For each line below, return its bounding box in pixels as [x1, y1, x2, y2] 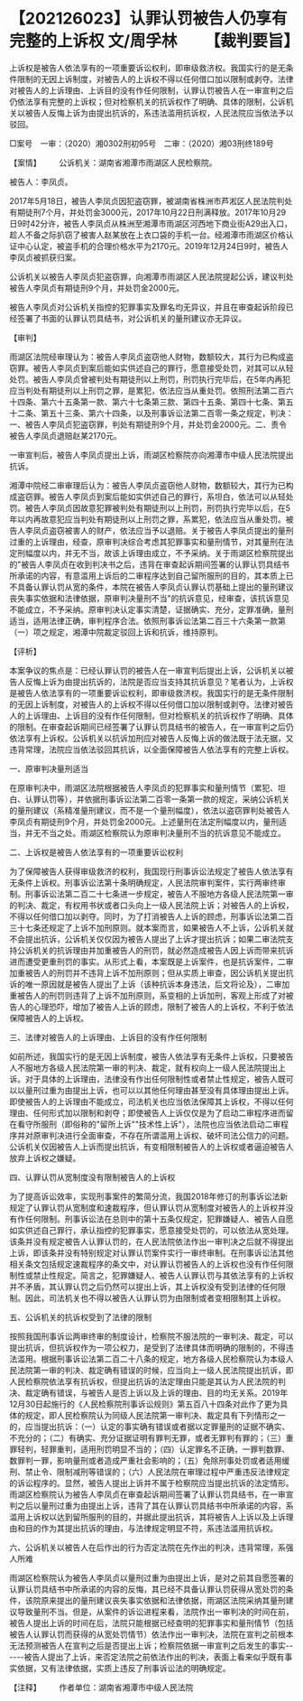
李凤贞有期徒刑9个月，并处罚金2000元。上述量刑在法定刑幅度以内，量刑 [9, 816, 280, 827]
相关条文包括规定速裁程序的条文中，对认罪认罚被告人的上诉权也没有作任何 [9, 1259, 286, 1269]
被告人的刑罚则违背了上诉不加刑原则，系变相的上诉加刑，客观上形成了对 [16, 990, 286, 1000]
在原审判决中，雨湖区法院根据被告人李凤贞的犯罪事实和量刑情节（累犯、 [9, 782, 278, 793]
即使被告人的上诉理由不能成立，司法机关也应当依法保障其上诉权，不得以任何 [9, 1096, 294, 1107]
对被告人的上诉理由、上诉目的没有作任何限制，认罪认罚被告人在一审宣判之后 [9, 85, 294, 96]
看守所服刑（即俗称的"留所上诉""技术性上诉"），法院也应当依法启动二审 [16, 1119, 281, 1129]
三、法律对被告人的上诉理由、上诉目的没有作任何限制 [9, 1031, 207, 1043]
